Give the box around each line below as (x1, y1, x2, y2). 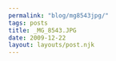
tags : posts (8, 19, 48, 27)
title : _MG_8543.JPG (8, 26, 78, 34)
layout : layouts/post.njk (8, 41, 94, 49)
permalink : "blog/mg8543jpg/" (8, 11, 110, 20)
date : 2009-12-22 (8, 33, 66, 42)
